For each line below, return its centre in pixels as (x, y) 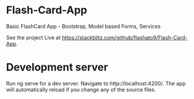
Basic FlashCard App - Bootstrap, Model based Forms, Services (83, 26)
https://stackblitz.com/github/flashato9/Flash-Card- (125, 37)
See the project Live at (33, 37)
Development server (57, 67)
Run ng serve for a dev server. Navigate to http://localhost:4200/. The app (96, 83)
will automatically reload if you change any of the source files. (81, 89)
